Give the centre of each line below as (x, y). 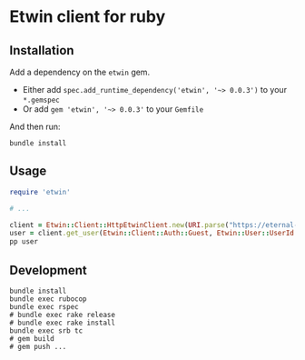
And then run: (35, 126)
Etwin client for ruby (88, 17)
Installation (42, 50)
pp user (24, 242)
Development (49, 270)
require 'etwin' (40, 192)
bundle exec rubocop (49, 299)
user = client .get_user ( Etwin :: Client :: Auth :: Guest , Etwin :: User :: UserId (152, 234)
